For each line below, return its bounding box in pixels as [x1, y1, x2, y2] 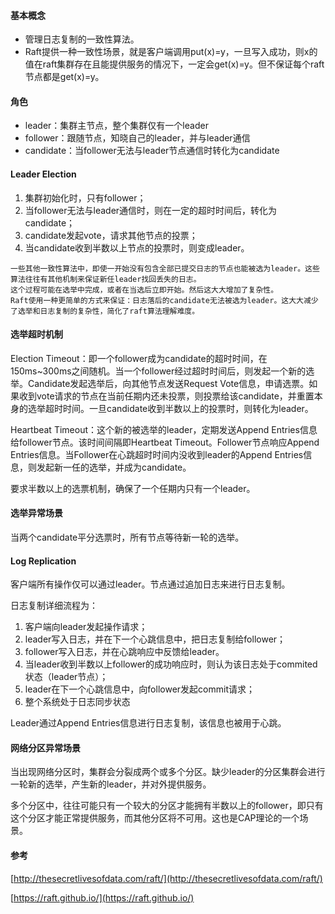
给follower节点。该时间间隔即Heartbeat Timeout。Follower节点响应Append [10, 436, 320, 448]
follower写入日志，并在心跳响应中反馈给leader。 [24, 646, 225, 658]
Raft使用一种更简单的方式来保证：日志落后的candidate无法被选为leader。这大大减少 [10, 295, 319, 305]
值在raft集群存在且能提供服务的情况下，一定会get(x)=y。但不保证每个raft [24, 58, 325, 70]
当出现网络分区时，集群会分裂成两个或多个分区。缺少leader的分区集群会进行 [10, 766, 326, 778]
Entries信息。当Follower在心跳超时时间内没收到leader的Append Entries [10, 448, 304, 460]
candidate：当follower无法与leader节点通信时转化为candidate [24, 145, 280, 157]
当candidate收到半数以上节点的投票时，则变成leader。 [24, 241, 250, 254]
